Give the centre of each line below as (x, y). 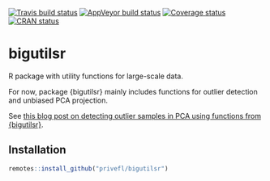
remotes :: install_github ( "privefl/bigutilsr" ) (88, 168)
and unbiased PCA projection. (58, 100)
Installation (37, 150)
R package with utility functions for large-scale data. (96, 76)
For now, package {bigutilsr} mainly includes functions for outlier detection (133, 91)
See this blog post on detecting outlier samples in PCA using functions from (135, 116)
